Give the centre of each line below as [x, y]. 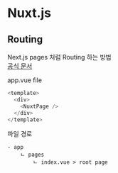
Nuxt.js [29, 13]
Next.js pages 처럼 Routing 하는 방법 [59, 57]
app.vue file [25, 80]
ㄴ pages [32, 155]
